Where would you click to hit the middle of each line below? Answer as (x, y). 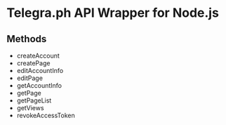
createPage (33, 63)
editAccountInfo (40, 71)
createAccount (38, 55)
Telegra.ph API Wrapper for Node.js (113, 13)
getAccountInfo (39, 85)
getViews (30, 108)
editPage (30, 78)
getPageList (34, 100)
